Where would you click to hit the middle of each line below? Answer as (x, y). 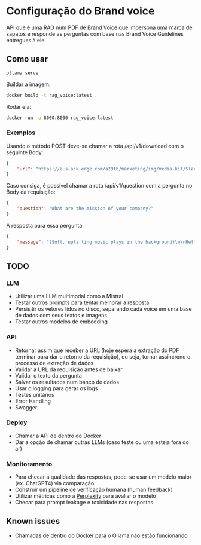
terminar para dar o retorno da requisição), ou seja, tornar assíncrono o (103, 356)
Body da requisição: (31, 192)
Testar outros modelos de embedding (61, 322)
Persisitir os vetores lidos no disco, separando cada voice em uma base (103, 309)
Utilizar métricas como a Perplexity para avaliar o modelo (86, 496)
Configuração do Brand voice (80, 11)
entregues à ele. (26, 40)
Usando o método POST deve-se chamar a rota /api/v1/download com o (95, 146)
